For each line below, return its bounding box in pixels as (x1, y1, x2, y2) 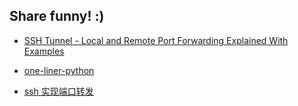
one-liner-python (23, 64, 95, 76)
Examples (23, 45, 65, 57)
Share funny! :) (9, 8, 105, 25)
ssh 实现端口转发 (23, 85, 94, 97)
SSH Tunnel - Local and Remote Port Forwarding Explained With (23, 34, 289, 46)
